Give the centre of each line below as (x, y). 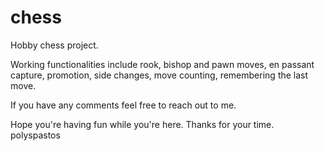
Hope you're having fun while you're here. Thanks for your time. (142, 124)
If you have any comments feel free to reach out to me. (123, 105)
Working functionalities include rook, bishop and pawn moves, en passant (162, 64)
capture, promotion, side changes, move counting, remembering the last (159, 75)
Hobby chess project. (54, 45)
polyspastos (35, 135)
